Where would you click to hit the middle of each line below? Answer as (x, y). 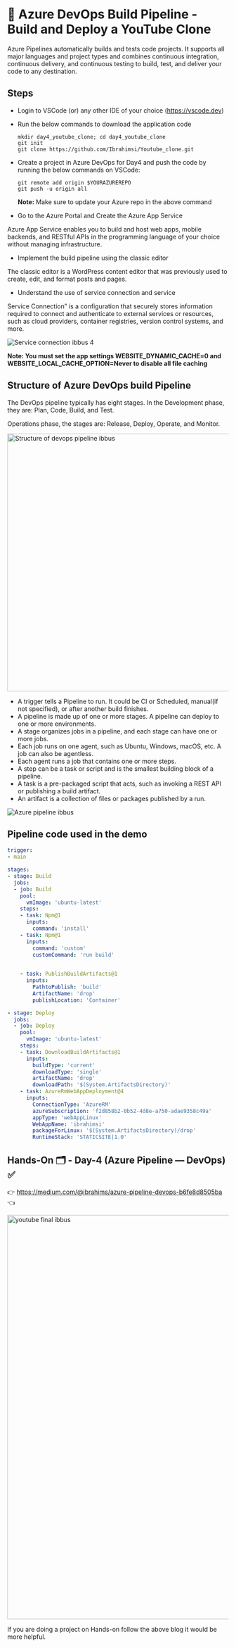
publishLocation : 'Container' (77, 1000)
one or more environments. (57, 724)
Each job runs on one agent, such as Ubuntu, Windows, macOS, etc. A (119, 746)
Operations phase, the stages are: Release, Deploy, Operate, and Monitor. (114, 423)
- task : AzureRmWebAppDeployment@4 (72, 1092)
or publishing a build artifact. (59, 791)
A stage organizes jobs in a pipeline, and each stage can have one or (117, 731)
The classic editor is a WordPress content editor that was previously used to (117, 271)
